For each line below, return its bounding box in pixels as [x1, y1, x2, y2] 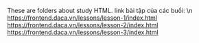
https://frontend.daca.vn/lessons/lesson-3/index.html [7, 28, 159, 36]
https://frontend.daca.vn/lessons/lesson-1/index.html [7, 14, 158, 22]
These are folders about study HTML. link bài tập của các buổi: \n [7, 7, 193, 14]
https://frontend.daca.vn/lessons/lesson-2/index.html [7, 21, 159, 29]
